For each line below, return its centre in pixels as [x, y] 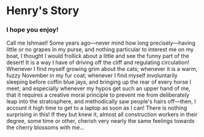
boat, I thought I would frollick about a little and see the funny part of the [98, 56]
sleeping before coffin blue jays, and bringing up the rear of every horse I [99, 82]
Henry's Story [43, 11]
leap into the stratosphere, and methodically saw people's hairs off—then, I [101, 102]
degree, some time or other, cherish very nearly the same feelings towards [100, 121]
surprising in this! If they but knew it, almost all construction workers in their [102, 114]
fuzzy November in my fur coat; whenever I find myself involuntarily [92, 76]
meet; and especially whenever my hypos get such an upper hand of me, [99, 89]
